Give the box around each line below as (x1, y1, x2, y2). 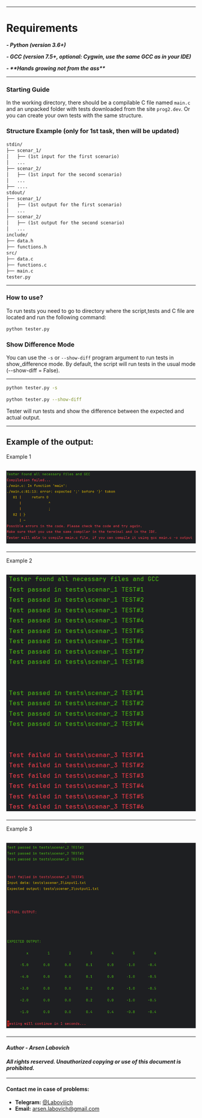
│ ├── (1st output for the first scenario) (6, 201, 122, 208)
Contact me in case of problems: (6, 1085, 90, 1093)
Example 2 (6, 557, 32, 564)
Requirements (6, 22, 78, 35)
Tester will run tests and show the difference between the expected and (6, 407, 185, 415)
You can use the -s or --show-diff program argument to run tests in (6, 354, 174, 361)
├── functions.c (6, 262, 47, 268)
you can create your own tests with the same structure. (6, 112, 143, 119)
